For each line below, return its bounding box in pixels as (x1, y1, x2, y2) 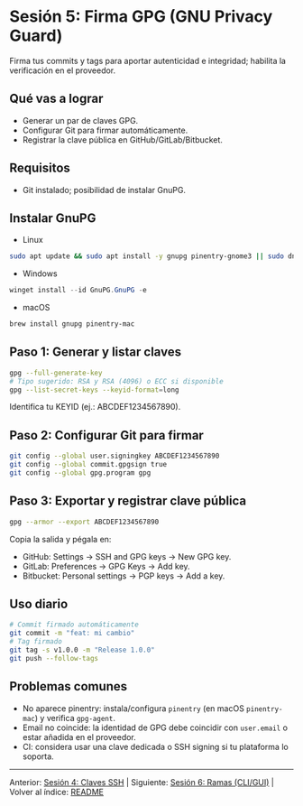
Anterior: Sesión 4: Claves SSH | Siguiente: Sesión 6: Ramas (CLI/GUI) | (9, 776, 275, 787)
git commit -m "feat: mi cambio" (9, 629, 135, 638)
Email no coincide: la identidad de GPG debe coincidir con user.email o (22, 722, 289, 733)
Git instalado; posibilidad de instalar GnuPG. (22, 184, 187, 195)
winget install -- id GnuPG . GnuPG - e (9, 286, 147, 295)
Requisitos (9, 161, 70, 176)
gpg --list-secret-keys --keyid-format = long (9, 385, 179, 394)
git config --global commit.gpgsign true (9, 460, 168, 469)
